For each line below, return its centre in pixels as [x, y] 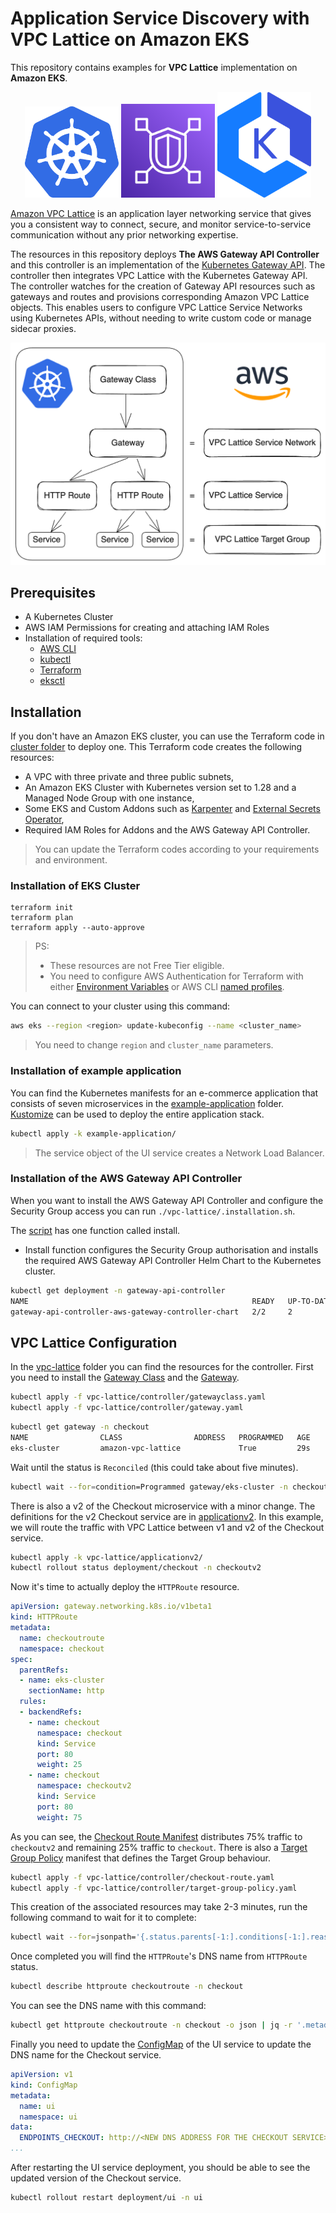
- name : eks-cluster [62, 1680]
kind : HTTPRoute [44, 1617]
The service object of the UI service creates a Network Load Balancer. [179, 1153]
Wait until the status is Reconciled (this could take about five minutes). [154, 1467]
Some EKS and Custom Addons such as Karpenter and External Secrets [172, 809]
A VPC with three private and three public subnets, [129, 777]
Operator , [44, 819]
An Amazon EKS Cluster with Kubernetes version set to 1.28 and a [160, 788]
